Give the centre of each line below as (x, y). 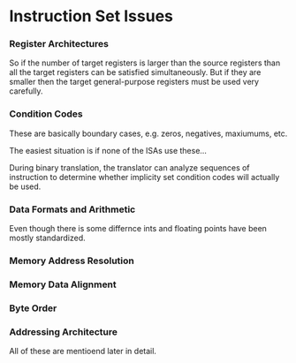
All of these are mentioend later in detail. (83, 352)
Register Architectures (59, 44)
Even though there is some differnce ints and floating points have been (138, 229)
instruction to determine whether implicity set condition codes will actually (144, 177)
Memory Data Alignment (63, 284)
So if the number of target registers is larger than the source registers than (145, 63)
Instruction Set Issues (91, 16)
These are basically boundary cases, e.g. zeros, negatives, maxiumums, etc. (148, 133)
